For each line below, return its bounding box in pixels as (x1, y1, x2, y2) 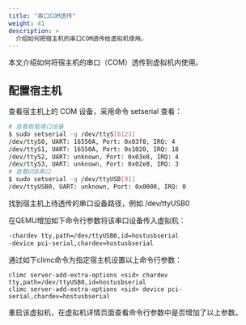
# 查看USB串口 (8, 167, 51, 176)
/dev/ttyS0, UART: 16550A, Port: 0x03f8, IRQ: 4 (8, 137, 176, 146)
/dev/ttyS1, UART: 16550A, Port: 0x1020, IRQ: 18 (8, 145, 180, 154)
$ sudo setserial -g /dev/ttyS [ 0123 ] (8, 130, 136, 138)
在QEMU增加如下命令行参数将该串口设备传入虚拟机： (8, 215, 186, 225)
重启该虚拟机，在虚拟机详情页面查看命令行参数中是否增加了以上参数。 (8, 307, 243, 317)
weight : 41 (8, 19, 45, 27)
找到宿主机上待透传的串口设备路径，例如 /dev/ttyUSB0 (8, 198, 190, 208)
